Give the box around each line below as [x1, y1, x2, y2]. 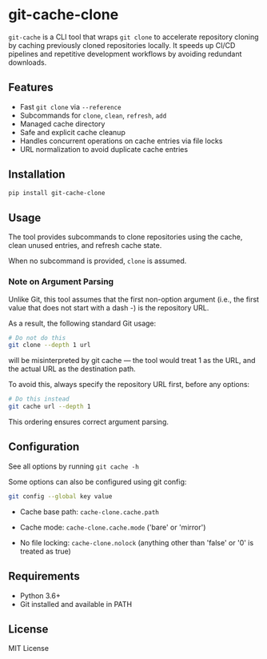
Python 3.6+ [19, 590, 62, 601]
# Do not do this [8, 333, 66, 341]
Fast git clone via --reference [19, 102, 122, 111]
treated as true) [19, 546, 72, 556]
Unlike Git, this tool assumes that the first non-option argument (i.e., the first [8, 294, 260, 304]
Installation [8, 168, 66, 182]
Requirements [8, 569, 80, 583]
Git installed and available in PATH [19, 599, 133, 609]
